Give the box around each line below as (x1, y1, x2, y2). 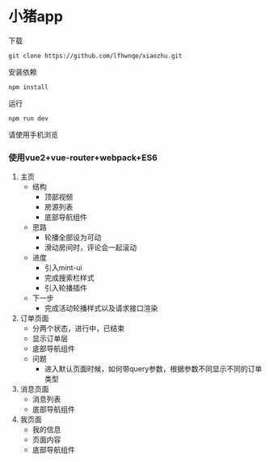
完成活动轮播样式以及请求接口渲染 (44, 303, 158, 313)
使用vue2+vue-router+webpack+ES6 (8, 151, 158, 163)
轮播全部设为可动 (44, 232, 102, 243)
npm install (8, 83, 49, 91)
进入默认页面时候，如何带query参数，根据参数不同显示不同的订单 (44, 364, 263, 374)
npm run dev (8, 114, 49, 122)
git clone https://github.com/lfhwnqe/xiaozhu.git (8, 52, 183, 60)
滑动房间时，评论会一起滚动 (44, 243, 137, 252)
